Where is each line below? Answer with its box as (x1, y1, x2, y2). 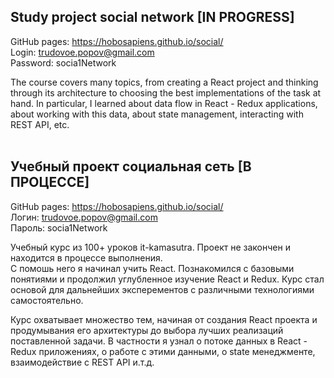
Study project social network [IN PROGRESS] (10, 9, 295, 26)
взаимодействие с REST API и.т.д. (10, 356, 155, 368)
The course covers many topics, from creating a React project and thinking (10, 76, 319, 88)
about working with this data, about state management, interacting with (10, 108, 304, 120)
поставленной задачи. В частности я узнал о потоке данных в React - (10, 335, 308, 347)
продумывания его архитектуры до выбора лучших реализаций (10, 324, 284, 336)
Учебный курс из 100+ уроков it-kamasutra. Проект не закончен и (10, 241, 291, 253)
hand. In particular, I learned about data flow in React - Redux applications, (10, 97, 318, 109)
